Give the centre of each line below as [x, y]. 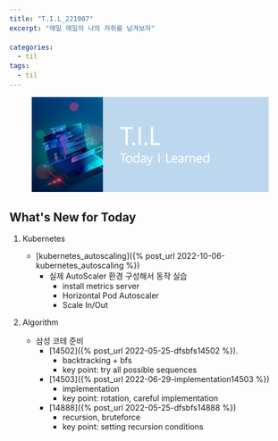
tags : [19, 66]
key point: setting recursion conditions [133, 427]
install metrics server [101, 287]
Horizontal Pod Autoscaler [110, 295]
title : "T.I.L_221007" [51, 19]
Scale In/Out [85, 305]
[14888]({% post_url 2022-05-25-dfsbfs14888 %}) [143, 408]
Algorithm [40, 322]
